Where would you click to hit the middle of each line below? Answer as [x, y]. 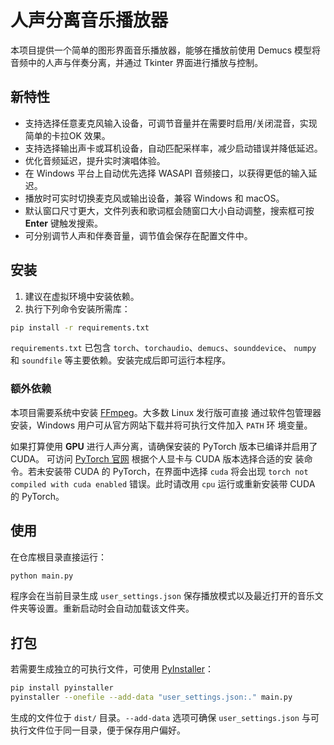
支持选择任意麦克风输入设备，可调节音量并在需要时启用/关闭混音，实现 [171, 123]
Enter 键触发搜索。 [63, 223]
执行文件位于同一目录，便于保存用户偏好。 [98, 730]
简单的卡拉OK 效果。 [67, 135]
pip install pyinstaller [62, 688]
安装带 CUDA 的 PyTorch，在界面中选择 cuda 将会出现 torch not [176, 471]
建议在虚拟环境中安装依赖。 [82, 296]
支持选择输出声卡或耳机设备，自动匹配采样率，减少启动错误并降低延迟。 [173, 148]
